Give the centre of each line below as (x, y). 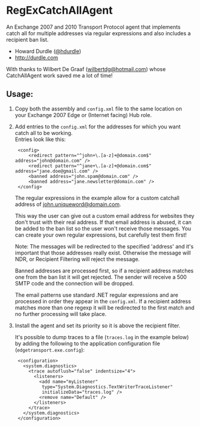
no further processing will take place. (61, 314)
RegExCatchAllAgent (59, 10)
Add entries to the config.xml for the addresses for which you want (98, 127)
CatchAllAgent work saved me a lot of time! (59, 75)
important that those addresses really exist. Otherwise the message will (103, 253)
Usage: (20, 94)
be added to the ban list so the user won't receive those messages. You (103, 228)
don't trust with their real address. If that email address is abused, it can (103, 222)
